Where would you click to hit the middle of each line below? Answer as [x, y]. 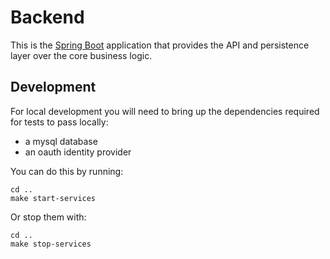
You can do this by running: [67, 171]
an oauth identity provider [78, 152]
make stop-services [51, 244]
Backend [47, 17]
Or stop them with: [48, 217]
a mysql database [61, 141]
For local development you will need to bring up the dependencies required [165, 111]
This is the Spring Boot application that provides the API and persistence [160, 45]
